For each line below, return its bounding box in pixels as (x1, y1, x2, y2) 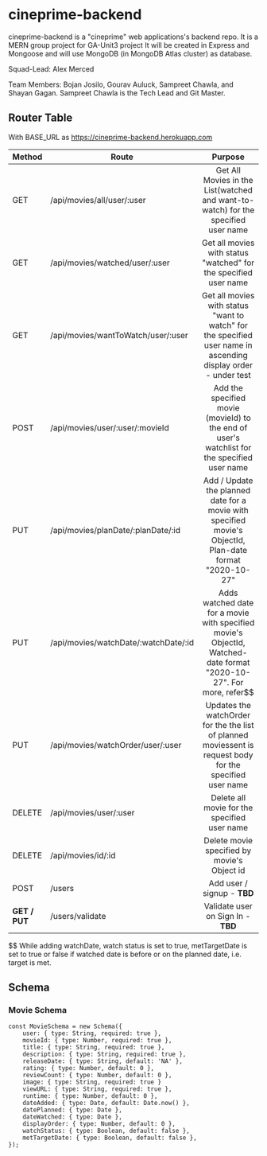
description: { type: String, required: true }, (22, 1050, 187, 1059)
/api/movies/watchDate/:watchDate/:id (50, 636, 195, 648)
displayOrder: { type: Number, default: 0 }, (22, 1120, 176, 1128)
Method (12, 151, 43, 162)
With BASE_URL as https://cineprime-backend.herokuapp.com (8, 132, 213, 142)
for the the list (202, 719, 254, 730)
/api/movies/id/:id (50, 850, 116, 861)
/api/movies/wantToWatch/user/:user (50, 329, 188, 341)
